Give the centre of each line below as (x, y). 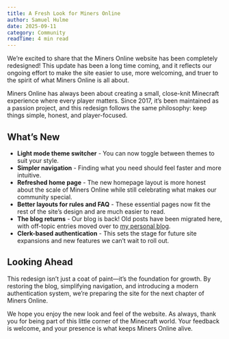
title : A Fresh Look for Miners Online (64, 13)
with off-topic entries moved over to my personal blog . (94, 226)
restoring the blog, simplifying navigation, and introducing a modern (103, 286)
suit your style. (38, 160)
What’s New (33, 137)
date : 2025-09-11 (32, 26)
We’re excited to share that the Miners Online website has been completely (112, 58)
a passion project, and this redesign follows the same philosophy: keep (107, 108)
